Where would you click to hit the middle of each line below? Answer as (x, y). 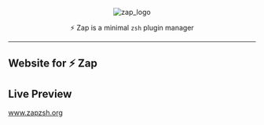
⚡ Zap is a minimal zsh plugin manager (132, 28)
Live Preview (40, 94)
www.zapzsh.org (35, 112)
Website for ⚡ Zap (53, 64)
